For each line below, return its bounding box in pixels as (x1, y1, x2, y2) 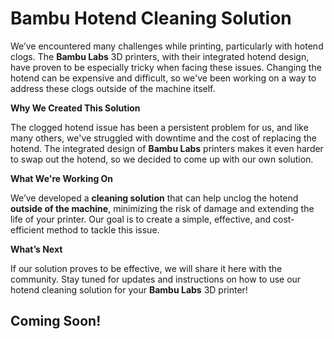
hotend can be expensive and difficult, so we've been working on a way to (10, 72, 317, 84)
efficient (10, 223, 45, 236)
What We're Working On (10, 172, 114, 184)
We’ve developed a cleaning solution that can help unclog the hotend (10, 192, 299, 204)
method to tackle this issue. (46, 223, 160, 236)
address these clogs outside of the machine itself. (10, 82, 216, 94)
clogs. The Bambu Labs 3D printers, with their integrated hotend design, (10, 50, 310, 62)
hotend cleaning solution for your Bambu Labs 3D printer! (10, 283, 248, 296)
